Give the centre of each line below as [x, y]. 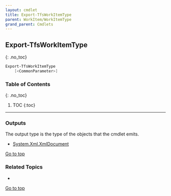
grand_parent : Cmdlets [29, 24]
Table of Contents [28, 84]
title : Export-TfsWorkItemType [38, 15]
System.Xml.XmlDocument [41, 144]
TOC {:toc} [24, 105]
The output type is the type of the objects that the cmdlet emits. [72, 134]
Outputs [16, 123]
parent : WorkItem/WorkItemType [38, 19]
